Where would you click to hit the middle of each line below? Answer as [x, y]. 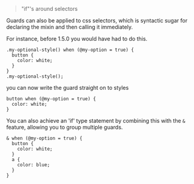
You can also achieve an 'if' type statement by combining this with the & [96, 121]
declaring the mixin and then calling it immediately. [70, 27]
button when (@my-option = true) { [51, 99]
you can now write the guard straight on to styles [68, 88]
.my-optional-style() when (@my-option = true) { [70, 50]
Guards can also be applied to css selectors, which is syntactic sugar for [97, 20]
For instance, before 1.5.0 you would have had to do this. [77, 39]
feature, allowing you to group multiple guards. [65, 127]
